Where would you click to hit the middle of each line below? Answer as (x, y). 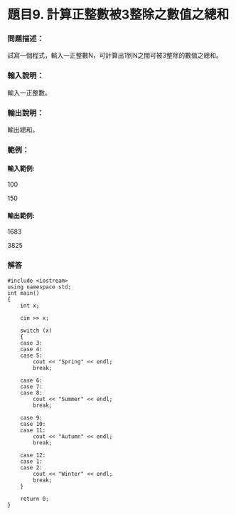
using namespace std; (39, 287)
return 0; (35, 499)
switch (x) (36, 331)
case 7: (31, 386)
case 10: (33, 424)
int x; (30, 306)
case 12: (33, 455)
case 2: (31, 467)
